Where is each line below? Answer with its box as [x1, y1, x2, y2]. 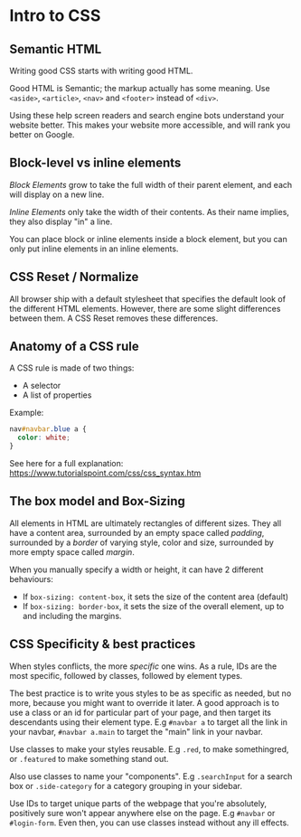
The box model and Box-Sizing [9, 494, 185, 509]
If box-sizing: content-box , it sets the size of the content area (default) [22, 591, 289, 602]
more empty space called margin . [9, 546, 136, 557]
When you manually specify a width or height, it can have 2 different [9, 564, 264, 575]
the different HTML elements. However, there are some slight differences [9, 303, 281, 314]
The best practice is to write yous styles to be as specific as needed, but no [9, 688, 292, 699]
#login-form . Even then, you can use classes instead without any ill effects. [9, 817, 289, 828]
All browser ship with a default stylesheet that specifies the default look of [9, 293, 287, 304]
